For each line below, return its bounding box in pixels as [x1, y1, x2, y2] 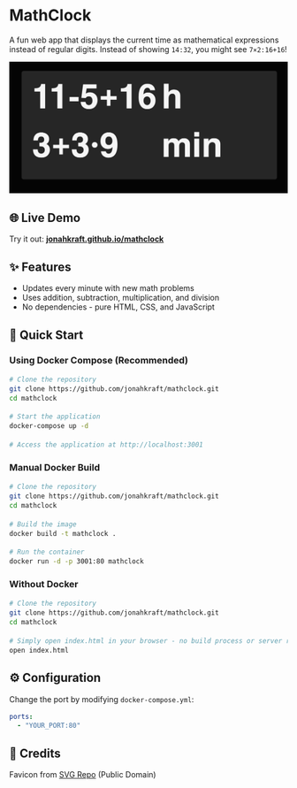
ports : [9, 712, 34, 721]
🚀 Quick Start [9, 327, 84, 342]
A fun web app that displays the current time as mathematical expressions [9, 34, 279, 45]
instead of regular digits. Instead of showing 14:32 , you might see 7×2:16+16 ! [9, 43, 287, 54]
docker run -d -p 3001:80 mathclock [9, 557, 144, 566]
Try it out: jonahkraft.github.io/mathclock [9, 233, 164, 244]
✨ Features [9, 259, 72, 274]
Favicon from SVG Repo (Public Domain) [9, 769, 156, 780]
